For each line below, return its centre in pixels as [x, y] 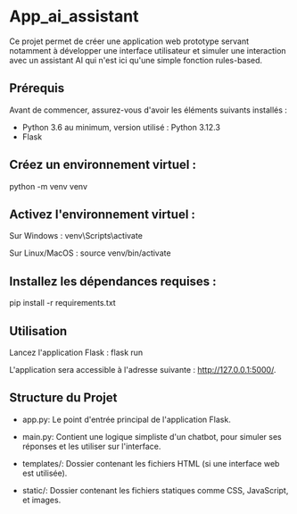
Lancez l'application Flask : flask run [76, 352]
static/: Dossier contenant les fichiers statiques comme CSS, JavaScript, [155, 490]
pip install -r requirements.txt [62, 303]
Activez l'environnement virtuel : [103, 214]
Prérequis [37, 88]
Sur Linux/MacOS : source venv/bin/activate [90, 253]
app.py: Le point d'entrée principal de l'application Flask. [127, 419]
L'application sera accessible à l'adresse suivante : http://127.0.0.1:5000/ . [143, 370]
